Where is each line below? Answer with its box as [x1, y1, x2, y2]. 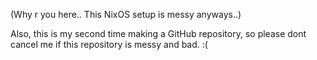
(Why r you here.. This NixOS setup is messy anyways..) [10, 9, 242, 20]
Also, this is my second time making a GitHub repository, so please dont [10, 28, 307, 39]
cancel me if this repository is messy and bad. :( [10, 39, 208, 50]
